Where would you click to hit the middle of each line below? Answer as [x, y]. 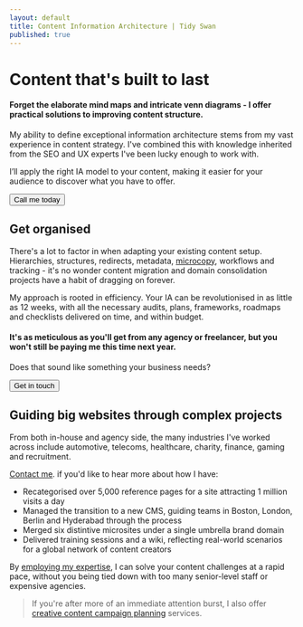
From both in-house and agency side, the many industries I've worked [140, 437]
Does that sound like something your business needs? [110, 366]
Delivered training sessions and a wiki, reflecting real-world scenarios [152, 539]
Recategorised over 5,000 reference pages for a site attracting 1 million [155, 491]
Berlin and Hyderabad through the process [102, 520]
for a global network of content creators [97, 549]
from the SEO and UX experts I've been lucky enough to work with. [134, 154]
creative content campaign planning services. [117, 613]
